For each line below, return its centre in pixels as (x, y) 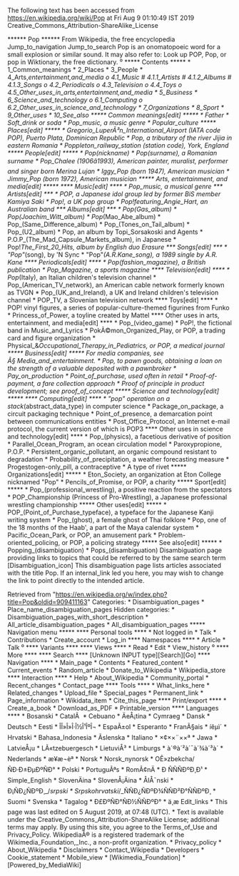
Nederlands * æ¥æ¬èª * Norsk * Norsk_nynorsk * (81, 759)
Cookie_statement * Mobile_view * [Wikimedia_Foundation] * (96, 857)
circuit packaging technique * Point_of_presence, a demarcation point (110, 414)
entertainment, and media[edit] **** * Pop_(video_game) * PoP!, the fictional (119, 323)
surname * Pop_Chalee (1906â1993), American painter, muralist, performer (118, 161)
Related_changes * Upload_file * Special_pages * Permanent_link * (106, 693)
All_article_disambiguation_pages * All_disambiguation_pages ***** (106, 625)
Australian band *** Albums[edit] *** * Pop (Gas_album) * (92, 209)
